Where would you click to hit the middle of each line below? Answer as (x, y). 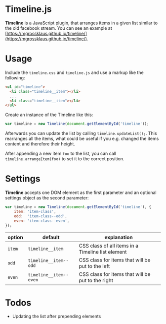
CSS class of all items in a (108, 246)
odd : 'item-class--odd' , (41, 216)
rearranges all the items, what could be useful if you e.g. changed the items (82, 139)
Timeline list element (103, 252)
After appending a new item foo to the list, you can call (61, 154)
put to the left (94, 266)
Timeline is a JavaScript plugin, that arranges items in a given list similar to (82, 23)
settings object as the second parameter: (47, 198)
